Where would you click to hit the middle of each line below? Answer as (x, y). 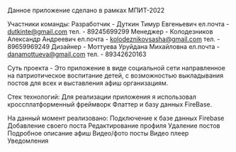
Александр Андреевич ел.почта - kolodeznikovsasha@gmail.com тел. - (114, 39)
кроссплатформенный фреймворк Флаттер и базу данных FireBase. (110, 104)
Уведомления (28, 141)
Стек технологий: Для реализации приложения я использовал (102, 97)
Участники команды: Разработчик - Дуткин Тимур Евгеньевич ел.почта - (118, 24)
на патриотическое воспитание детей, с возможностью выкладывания (116, 75)
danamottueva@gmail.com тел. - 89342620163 (77, 54)
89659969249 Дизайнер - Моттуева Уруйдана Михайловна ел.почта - (113, 47)
